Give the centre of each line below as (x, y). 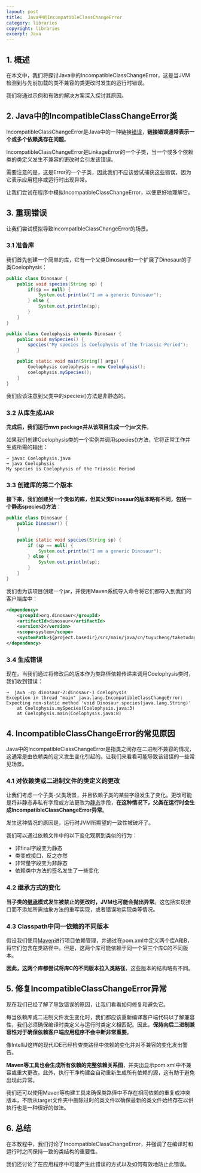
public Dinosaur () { (42, 524)
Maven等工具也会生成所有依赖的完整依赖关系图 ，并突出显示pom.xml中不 (96, 1065)
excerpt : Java (24, 34)
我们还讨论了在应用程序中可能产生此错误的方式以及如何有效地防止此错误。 (98, 1164)
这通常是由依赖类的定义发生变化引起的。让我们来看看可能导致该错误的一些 (98, 756)
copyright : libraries (33, 28)
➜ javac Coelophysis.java (38, 458)
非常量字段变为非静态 (41, 863)
